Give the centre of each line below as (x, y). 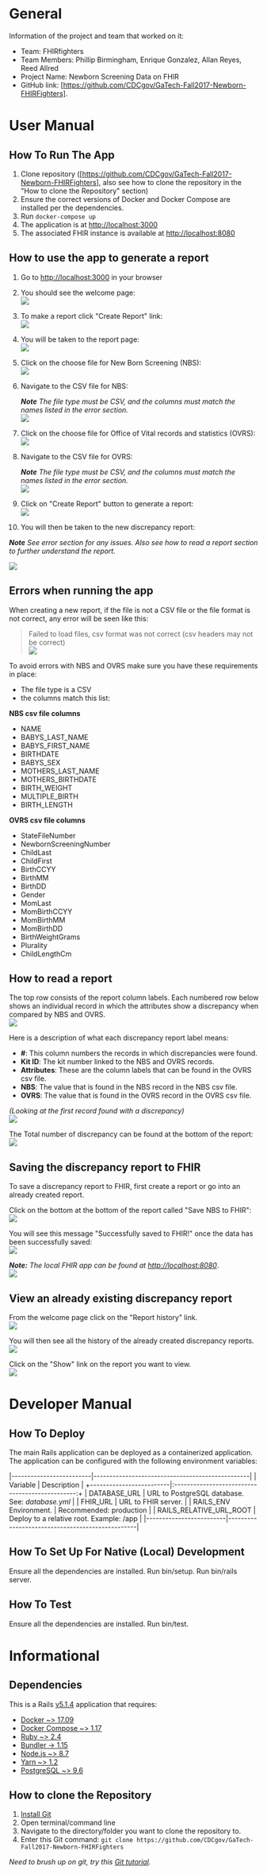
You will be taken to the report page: (80, 339)
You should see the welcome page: (78, 292)
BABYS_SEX (40, 762)
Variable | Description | (46, 1485)
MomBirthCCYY (46, 912)
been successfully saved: (51, 1242)
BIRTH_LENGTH (47, 804)
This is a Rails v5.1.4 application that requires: (83, 1704)
